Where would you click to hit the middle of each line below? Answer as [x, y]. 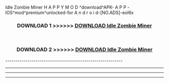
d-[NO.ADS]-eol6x [115, 13]
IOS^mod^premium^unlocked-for [39, 13]
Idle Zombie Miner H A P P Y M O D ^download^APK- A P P [66, 7]
